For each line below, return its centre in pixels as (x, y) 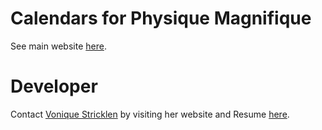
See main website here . (58, 46)
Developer (54, 86)
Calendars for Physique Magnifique (161, 18)
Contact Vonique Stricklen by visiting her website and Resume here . (150, 114)
